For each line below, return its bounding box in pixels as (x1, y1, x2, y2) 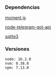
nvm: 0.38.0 (5, 61, 29, 66)
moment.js (5, 15, 26, 21)
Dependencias (5, 4, 40, 11)
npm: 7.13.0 (5, 65, 29, 70)
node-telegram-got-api (5, 24, 51, 30)
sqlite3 (5, 33, 18, 40)
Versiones (5, 45, 30, 52)
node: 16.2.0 (5, 57, 31, 61)
